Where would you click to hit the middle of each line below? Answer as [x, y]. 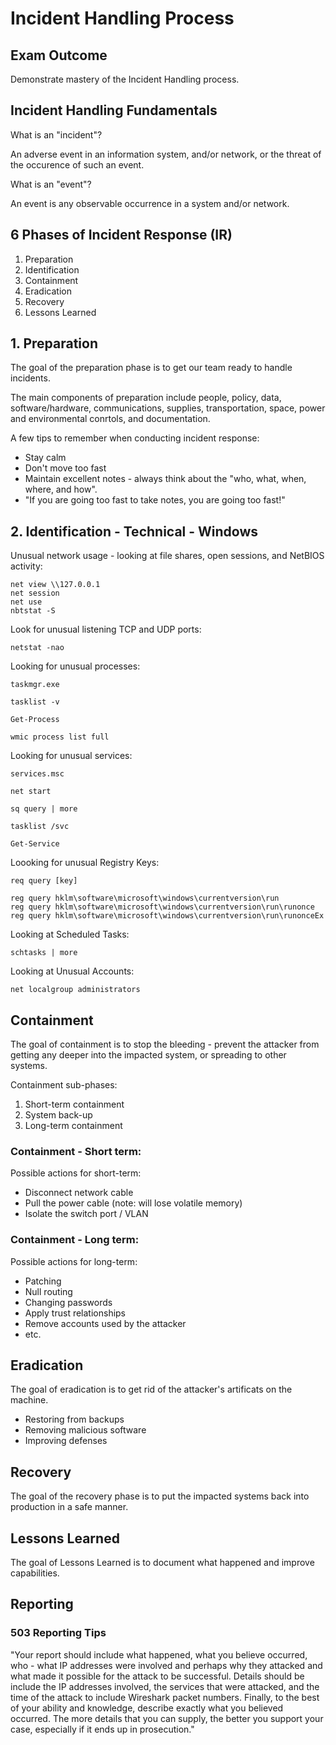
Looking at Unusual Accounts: [72, 971]
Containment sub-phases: [64, 1085]
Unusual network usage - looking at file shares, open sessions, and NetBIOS [167, 556]
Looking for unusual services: [71, 756]
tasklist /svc [40, 827]
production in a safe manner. [69, 1507]
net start [31, 792]
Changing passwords [68, 1302]
